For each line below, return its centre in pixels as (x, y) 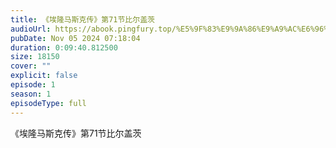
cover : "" (31, 66)
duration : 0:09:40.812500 (64, 47)
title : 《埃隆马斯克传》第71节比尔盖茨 (82, 19)
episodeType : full (48, 103)
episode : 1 (33, 85)
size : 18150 (35, 57)
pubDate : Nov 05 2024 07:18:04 (75, 38)
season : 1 (31, 94)
